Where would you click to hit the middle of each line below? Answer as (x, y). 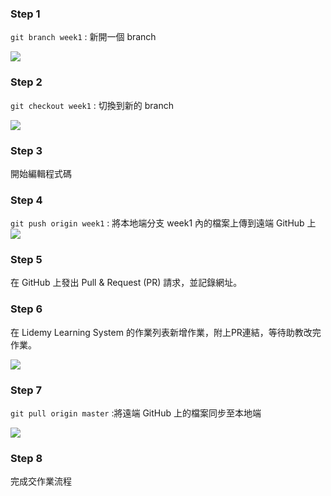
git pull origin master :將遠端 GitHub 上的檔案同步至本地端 (136, 413)
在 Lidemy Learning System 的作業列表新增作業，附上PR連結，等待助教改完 (166, 332)
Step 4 (26, 200)
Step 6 (26, 309)
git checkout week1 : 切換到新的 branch (92, 105)
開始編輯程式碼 (41, 173)
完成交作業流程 (41, 481)
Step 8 (26, 458)
